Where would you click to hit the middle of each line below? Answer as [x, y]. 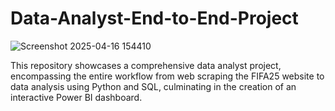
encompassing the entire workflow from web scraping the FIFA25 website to [167, 76]
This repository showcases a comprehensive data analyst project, [146, 65]
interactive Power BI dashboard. [76, 97]
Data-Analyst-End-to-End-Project [154, 18]
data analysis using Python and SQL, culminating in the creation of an [153, 86]
